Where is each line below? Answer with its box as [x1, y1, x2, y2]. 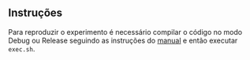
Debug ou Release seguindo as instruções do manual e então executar [8, 36, 238, 45]
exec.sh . [8, 43, 35, 54]
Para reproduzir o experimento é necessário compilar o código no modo [8, 27, 243, 36]
